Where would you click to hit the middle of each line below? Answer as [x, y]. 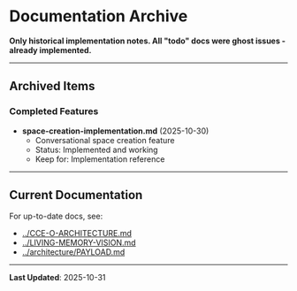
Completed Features [54, 111]
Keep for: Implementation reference [100, 159]
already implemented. [50, 50]
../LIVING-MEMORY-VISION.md [79, 243]
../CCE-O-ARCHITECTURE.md [77, 234]
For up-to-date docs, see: [56, 216]
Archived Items [52, 86]
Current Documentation [76, 195]
